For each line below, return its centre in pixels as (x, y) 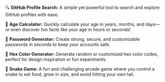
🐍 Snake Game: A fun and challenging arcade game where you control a (80, 69)
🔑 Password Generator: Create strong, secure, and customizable (72, 39)
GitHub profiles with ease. (32, 15)
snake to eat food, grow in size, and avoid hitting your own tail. (70, 74)
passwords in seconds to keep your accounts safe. (58, 44)
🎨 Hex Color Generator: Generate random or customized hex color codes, (82, 54)
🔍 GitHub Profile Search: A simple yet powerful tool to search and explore (82, 7)
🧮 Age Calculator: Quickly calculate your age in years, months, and (75, 24)
